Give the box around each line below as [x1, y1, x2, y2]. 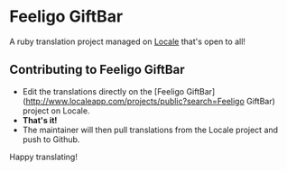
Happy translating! [9, 151, 79, 162]
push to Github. [22, 133, 80, 145]
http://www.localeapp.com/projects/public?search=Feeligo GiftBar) [25, 95, 275, 106]
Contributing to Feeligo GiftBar [9, 62, 185, 77]
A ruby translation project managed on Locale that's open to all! [9, 36, 246, 47]
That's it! [22, 114, 58, 125]
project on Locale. [22, 105, 90, 116]
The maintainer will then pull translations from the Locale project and [22, 124, 278, 135]
